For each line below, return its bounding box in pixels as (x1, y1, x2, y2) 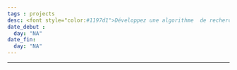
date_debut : (7, 23, 46, 30)
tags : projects (7, 10, 55, 17)
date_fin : (7, 36, 37, 43)
